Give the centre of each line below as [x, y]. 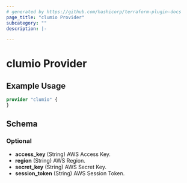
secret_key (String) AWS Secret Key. [61, 167]
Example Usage [36, 85]
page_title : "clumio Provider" [45, 17]
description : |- [26, 28]
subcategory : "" [26, 23]
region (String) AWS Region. [50, 160]
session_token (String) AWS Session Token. [70, 173]
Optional [19, 141]
